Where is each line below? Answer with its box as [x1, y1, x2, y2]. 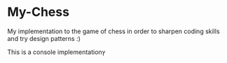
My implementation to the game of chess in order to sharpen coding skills [7, 27, 220, 35]
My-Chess [7, 4, 70, 20]
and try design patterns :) [7, 34, 81, 42]
